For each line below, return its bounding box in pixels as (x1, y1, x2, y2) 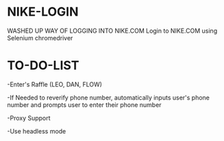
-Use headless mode (7, 127, 66, 135)
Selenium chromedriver (7, 33, 73, 42)
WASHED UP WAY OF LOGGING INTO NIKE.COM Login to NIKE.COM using (7, 27, 218, 35)
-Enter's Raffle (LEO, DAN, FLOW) (7, 80, 103, 89)
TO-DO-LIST (7, 58, 79, 74)
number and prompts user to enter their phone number (7, 100, 162, 109)
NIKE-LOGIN (7, 4, 79, 20)
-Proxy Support (7, 114, 51, 122)
